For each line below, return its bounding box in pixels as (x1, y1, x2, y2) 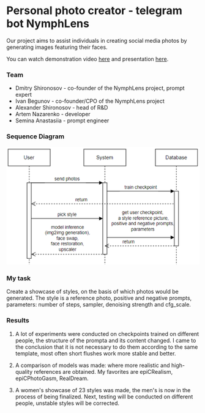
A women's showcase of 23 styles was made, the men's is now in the (15, 386, 191, 393)
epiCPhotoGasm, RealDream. (15, 374, 89, 382)
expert (15, 91, 32, 99)
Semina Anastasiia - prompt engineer (15, 117, 110, 124)
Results (6, 316, 29, 325)
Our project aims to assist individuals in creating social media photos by (6, 37, 187, 44)
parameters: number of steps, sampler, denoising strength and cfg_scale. (6, 301, 192, 308)
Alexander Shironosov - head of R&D (15, 104, 108, 111)
